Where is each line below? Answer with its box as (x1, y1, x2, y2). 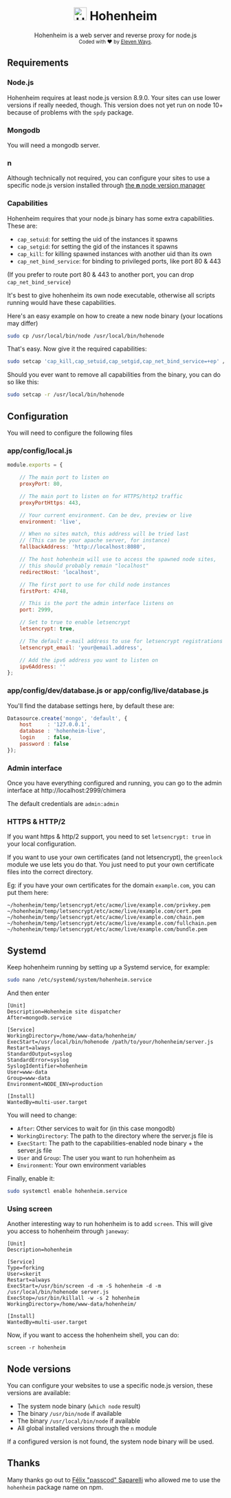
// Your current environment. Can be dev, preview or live (19, 511, 192, 519)
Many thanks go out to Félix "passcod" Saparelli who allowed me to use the (7, 1475, 221, 1484)
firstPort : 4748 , (19, 587, 69, 595)
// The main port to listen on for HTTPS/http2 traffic (19, 493, 184, 500)
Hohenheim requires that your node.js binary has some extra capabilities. (7, 214, 214, 222)
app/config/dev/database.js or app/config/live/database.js (7, 686, 209, 696)
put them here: (7, 889, 49, 897)
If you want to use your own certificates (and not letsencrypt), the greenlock (7, 853, 223, 862)
